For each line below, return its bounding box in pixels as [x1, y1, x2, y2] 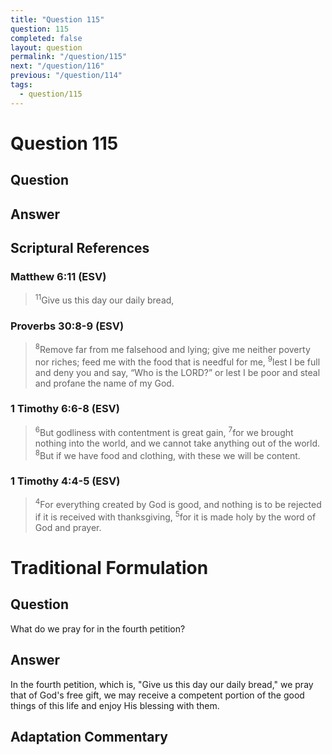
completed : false [10, 33, 83, 43]
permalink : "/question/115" [10, 52, 128, 62]
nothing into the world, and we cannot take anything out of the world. [34, 437, 321, 449]
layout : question [10, 42, 83, 53]
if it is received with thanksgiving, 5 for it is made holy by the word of [34, 509, 317, 523]
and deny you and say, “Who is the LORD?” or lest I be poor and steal [34, 366, 321, 378]
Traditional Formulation [10, 556, 209, 579]
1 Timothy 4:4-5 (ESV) [10, 474, 121, 488]
